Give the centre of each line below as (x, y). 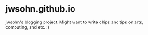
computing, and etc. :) (28, 27)
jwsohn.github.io (40, 9)
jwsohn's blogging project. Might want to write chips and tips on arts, (74, 22)
